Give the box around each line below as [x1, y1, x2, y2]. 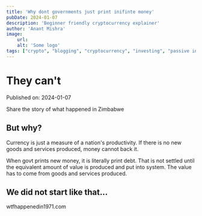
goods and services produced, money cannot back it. [6, 145, 139, 152]
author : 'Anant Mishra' [6, 25, 66, 32]
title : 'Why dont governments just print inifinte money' [6, 8, 155, 15]
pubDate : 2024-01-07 [6, 14, 58, 20]
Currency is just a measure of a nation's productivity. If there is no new [6, 139, 182, 146]
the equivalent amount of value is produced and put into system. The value [6, 163, 192, 170]
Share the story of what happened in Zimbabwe [6, 105, 124, 113]
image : [6, 31, 23, 37]
